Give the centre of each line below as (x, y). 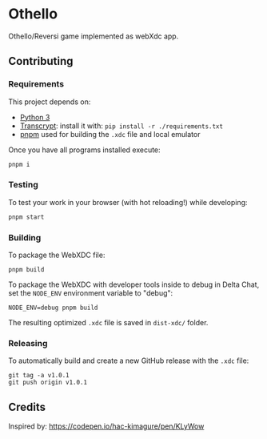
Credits (27, 407)
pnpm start (26, 217)
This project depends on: (50, 102)
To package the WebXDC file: (57, 255)
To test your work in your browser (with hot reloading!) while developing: (128, 202)
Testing (23, 185)
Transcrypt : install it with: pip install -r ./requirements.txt (122, 126)
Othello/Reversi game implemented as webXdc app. (94, 36)
